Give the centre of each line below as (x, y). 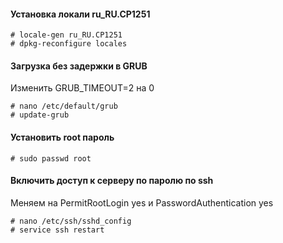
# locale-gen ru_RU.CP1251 (66, 35)
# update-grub (40, 115)
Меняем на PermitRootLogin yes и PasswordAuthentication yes (142, 202)
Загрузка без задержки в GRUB (79, 66)
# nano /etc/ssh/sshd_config (71, 221)
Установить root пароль (62, 137)
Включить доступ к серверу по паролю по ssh (112, 181)
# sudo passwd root (51, 158)
